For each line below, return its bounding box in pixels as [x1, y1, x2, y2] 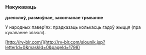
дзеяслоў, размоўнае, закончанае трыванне [5, 15, 103, 21]
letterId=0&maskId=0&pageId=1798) [5, 45, 80, 51]
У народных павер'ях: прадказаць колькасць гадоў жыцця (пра [5, 24, 141, 30]
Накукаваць [5, 3, 36, 10]
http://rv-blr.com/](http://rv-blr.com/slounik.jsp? [6, 39, 105, 45]
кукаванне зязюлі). [5, 30, 46, 36]
